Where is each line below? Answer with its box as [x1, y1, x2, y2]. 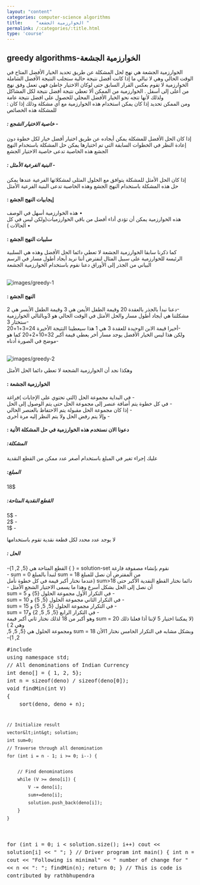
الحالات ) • [7, 222, 31, 229]
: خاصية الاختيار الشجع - [7, 120, 59, 127]
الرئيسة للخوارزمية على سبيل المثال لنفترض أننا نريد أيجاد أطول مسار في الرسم [7, 255, 183, 262]
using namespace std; [7, 654, 70, 661]
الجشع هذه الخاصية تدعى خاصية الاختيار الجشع [7, 147, 109, 154]
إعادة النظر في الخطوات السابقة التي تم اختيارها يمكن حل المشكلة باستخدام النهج [7, 141, 186, 148]
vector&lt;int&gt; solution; [7, 730, 79, 736]
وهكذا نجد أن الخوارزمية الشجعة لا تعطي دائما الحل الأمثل [7, 366, 133, 374]
